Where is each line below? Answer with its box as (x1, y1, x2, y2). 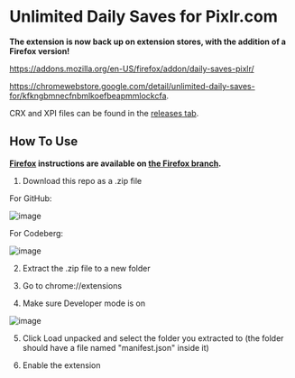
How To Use (9, 134, 78, 150)
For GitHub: (9, 192, 52, 204)
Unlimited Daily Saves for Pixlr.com (9, 6, 278, 27)
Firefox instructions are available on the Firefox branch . (9, 158, 222, 169)
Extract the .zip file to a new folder (22, 263, 151, 273)
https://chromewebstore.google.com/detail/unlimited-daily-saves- (9, 80, 255, 91)
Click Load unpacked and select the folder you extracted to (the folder (22, 332, 284, 344)
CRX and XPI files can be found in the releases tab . (9, 107, 199, 118)
